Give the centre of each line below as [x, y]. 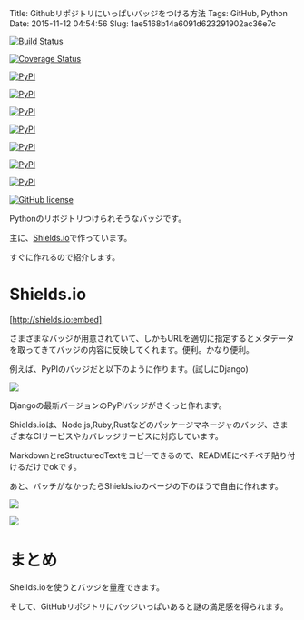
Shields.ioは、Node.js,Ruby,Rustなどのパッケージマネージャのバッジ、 [141, 425]
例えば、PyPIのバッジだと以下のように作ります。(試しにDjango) [129, 369]
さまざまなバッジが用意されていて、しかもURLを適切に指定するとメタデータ [152, 338]
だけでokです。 [53, 466]
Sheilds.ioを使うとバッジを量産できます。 [87, 587]
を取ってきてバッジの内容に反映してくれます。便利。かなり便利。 [132, 349]
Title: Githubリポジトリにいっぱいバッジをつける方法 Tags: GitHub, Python [149, 13]
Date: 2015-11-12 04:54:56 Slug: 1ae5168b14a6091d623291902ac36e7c [143, 24]
